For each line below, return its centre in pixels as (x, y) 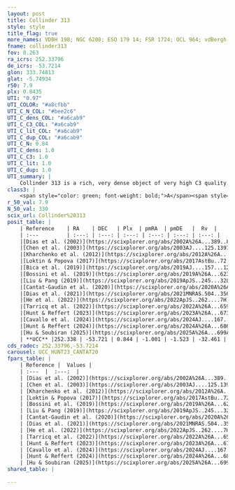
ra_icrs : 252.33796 (36, 59)
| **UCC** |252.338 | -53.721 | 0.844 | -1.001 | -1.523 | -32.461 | (123, 339)
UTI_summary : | (29, 176)
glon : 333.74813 (31, 72)
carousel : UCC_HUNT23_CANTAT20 (53, 352)
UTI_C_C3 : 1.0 (28, 157)
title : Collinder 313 (39, 20)
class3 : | (22, 190)
